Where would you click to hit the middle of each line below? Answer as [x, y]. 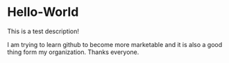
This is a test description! [43, 31]
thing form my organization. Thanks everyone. [73, 52]
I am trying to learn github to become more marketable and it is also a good [115, 44]
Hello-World [43, 12]
